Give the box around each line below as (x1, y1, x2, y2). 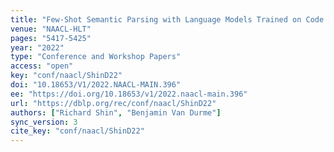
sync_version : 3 (10, 117, 78, 127)
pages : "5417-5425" (10, 33, 92, 43)
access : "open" (10, 61, 74, 71)
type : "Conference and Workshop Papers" (10, 52, 182, 62)
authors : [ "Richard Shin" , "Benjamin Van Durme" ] (10, 107, 222, 118)
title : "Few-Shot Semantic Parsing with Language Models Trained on (10, 14, 302, 25)
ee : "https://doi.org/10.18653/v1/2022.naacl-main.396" (10, 89, 248, 99)
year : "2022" (10, 42, 65, 53)
